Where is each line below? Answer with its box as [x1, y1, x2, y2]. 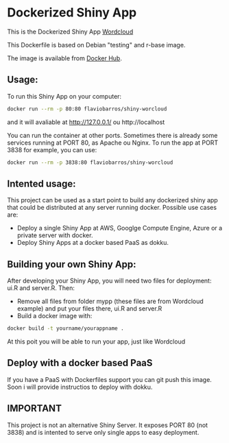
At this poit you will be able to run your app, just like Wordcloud [7, 337, 186, 346]
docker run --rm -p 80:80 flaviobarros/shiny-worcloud [7, 105, 167, 112]
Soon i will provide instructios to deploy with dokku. [7, 383, 153, 391]
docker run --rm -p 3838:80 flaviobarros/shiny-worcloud [7, 159, 173, 166]
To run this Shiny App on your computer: [7, 92, 122, 100]
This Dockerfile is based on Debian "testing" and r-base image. [7, 40, 186, 49]
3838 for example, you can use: [7, 145, 97, 154]
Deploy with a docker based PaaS [7, 357, 153, 369]
